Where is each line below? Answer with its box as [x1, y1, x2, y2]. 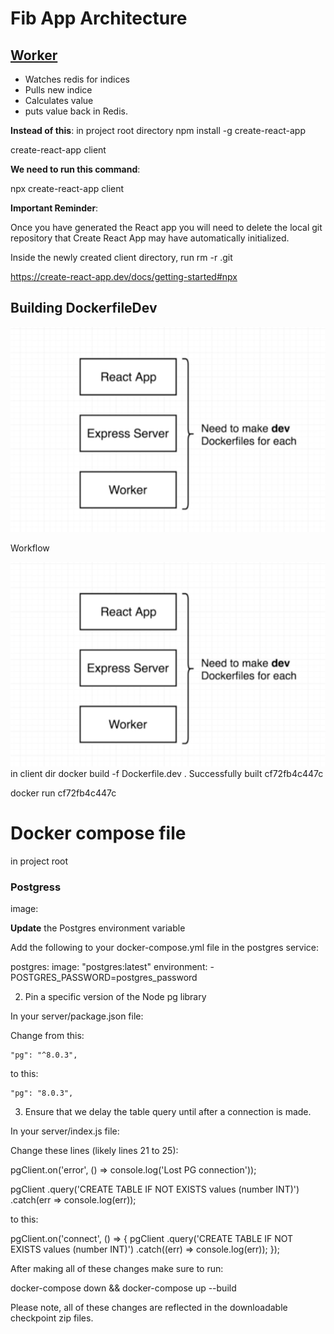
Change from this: [10, 1030, 85, 1042]
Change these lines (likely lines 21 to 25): [10, 1145, 179, 1157]
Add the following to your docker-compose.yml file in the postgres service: [10, 942, 320, 954]
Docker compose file [10, 822, 187, 845]
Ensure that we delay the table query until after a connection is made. [24, 1106, 312, 1118]
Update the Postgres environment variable [10, 922, 186, 934]
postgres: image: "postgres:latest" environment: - [10, 961, 215, 973]
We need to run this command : [10, 163, 141, 175]
